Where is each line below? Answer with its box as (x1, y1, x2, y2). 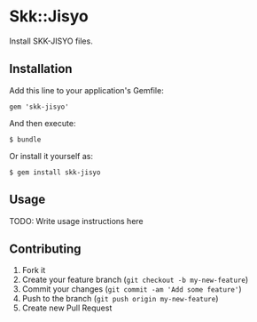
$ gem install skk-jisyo (9, 167, 101, 177)
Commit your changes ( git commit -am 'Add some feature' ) (21, 284, 242, 294)
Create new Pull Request (21, 302, 113, 313)
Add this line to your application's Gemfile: (9, 85, 164, 95)
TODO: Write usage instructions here (9, 215, 144, 226)
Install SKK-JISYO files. (9, 36, 93, 46)
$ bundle (9, 135, 42, 144)
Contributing (9, 241, 82, 256)
